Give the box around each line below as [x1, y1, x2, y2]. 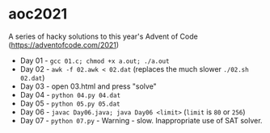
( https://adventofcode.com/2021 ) [8, 39, 120, 49]
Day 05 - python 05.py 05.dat [19, 98, 120, 108]
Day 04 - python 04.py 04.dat [19, 89, 121, 99]
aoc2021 [8, 5, 68, 23]
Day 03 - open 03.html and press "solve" [19, 81, 158, 91]
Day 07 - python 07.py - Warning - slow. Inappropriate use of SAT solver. [19, 115, 263, 125]
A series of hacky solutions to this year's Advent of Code [8, 31, 198, 41]
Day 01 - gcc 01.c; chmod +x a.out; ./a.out [19, 56, 170, 65]
